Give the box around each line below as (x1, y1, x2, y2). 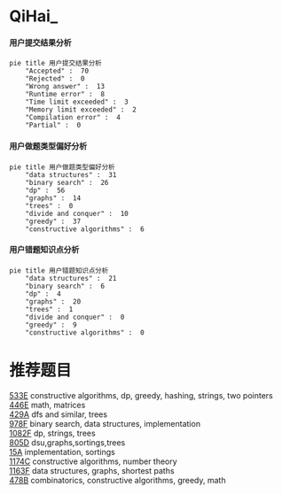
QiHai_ (9, 6, 59, 27)
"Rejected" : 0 (25, 74, 86, 83)
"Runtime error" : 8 (25, 90, 105, 99)
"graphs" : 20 (25, 297, 82, 306)
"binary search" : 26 (25, 178, 109, 187)
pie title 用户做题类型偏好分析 (9, 162, 115, 172)
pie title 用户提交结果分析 (9, 59, 102, 68)
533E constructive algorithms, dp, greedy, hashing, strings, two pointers (9, 390, 273, 400)
